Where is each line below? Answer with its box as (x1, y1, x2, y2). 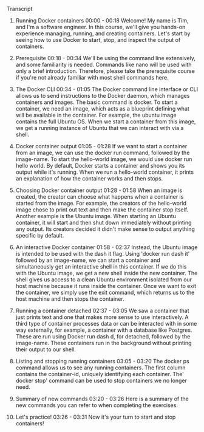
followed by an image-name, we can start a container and (15, 256, 160, 264)
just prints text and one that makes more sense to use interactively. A (15, 314, 189, 321)
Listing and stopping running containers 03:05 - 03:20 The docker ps (15, 358, 190, 365)
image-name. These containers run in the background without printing (15, 340, 192, 346)
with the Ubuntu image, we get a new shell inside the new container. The (15, 270, 198, 276)
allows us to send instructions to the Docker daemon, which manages (15, 92, 190, 99)
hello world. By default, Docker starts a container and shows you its (15, 162, 185, 169)
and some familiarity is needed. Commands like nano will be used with (15, 61, 192, 68)
